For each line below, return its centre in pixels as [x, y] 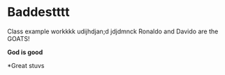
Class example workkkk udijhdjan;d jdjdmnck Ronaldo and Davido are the [113, 31]
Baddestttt [38, 12]
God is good [25, 52]
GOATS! [19, 38]
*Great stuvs [26, 65]
